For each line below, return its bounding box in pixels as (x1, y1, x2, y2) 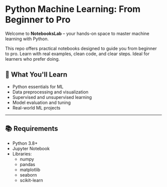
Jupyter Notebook (12, 145, 50, 151)
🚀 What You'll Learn (5, 71, 68, 79)
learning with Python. (5, 36, 49, 42)
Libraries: (12, 151, 32, 157)
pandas (19, 161, 36, 167)
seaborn (19, 172, 37, 178)
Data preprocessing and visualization (12, 89, 88, 95)
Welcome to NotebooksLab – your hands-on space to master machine (5, 30, 150, 36)
